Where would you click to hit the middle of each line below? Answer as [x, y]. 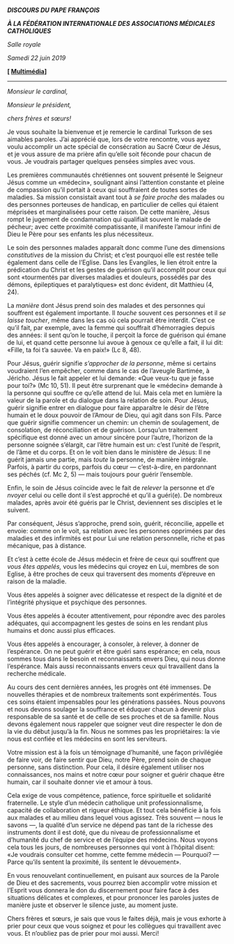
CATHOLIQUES [29, 31]
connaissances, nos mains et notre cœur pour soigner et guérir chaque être [116, 774]
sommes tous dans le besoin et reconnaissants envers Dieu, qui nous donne [117, 659]
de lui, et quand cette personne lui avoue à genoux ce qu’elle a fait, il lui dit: [115, 343]
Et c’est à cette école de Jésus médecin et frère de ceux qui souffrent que [114, 559]
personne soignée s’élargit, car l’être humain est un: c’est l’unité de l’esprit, [114, 445]
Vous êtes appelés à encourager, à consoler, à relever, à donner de [103, 644]
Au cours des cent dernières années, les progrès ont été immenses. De [109, 687]
